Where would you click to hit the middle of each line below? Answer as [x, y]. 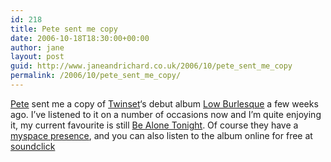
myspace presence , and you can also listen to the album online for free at [161, 135]
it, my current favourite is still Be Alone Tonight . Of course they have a [154, 125]
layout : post [37, 57]
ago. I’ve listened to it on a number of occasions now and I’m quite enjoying [166, 114]
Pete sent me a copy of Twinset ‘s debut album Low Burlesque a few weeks [164, 103]
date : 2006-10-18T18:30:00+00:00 [80, 38]
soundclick [33, 146]
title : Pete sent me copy [64, 29]
